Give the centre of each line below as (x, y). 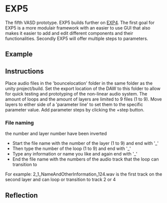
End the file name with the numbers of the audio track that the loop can (85, 159)
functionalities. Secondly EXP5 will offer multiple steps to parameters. (77, 38)
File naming (19, 123)
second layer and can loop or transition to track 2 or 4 (61, 179)
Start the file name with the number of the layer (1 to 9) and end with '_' (85, 143)
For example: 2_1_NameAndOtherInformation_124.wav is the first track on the (84, 174)
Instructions (24, 71)
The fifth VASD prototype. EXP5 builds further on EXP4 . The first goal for (80, 22)
